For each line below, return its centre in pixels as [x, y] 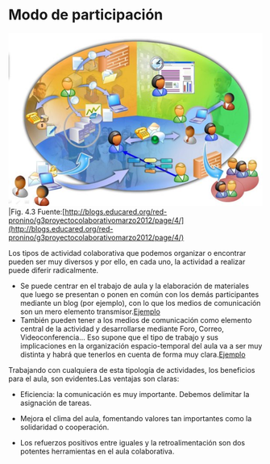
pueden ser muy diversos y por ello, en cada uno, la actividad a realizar [127, 261]
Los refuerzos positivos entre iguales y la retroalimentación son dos [133, 442]
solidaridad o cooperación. [64, 427]
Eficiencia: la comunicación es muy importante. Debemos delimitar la [135, 394]
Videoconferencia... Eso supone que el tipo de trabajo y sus [119, 337]
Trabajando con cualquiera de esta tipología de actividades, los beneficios [132, 370]
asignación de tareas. [56, 403]
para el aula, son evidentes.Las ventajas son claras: [94, 378]
